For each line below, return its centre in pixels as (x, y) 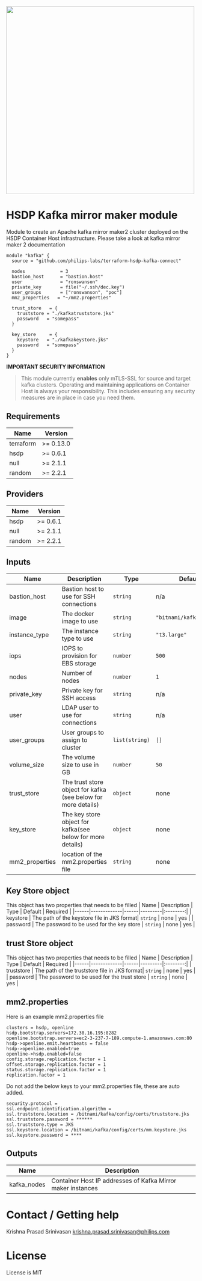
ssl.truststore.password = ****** (50, 1119)
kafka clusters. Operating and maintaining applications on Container (105, 385)
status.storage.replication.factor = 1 (56, 1069)
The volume (78, 757)
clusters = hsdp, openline (40, 1027)
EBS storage (79, 664)
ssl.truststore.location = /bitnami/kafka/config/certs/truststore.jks (98, 1114)
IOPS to (72, 649)
